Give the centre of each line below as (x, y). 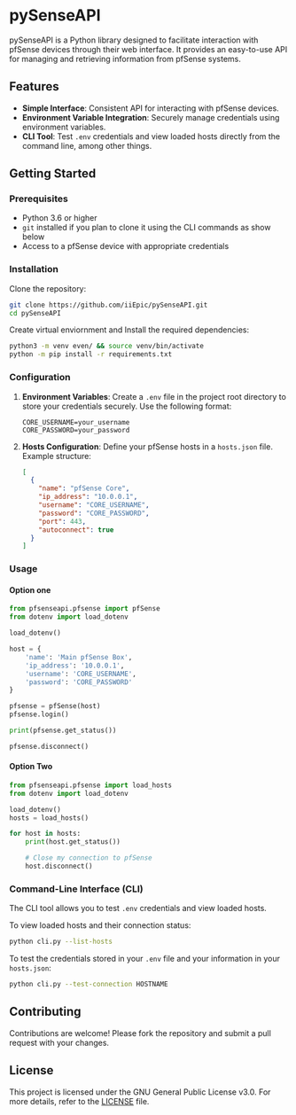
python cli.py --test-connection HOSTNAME (89, 985)
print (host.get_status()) (73, 842)
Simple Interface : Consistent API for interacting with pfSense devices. (150, 108)
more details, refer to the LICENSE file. (79, 1101)
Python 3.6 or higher (59, 218)
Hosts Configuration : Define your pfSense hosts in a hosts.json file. (147, 446)
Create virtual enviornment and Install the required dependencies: (129, 330)
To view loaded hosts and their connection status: (100, 925)
